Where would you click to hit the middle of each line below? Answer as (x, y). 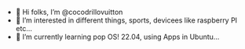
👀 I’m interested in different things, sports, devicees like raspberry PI (126, 20)
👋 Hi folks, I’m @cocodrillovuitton (69, 12)
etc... (24, 28)
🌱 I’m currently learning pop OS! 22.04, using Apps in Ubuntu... (117, 37)
